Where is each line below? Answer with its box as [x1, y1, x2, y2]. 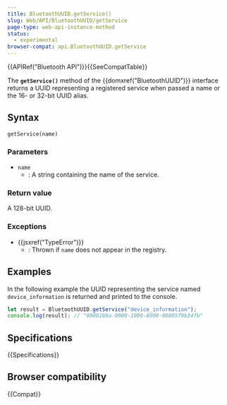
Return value [7, 188, 52, 198]
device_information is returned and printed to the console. [7, 292, 178, 300]
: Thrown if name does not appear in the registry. [27, 245, 167, 254]
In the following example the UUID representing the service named [7, 284, 201, 293]
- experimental [13, 37, 59, 44]
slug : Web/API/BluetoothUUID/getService [7, 17, 128, 24]
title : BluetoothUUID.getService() [7, 10, 112, 18]
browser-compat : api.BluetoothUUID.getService [7, 43, 147, 50]
